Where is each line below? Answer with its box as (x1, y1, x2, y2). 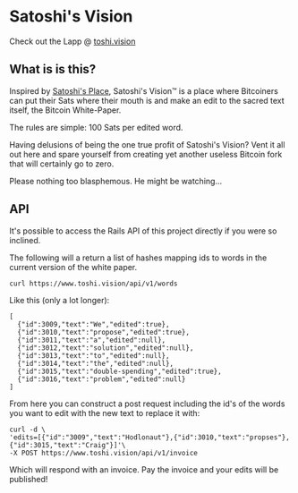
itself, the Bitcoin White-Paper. (9, 105, 122, 115)
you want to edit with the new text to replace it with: (9, 407, 200, 418)
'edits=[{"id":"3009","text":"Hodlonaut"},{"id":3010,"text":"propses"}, (9, 432, 291, 442)
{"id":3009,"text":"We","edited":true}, (17, 319, 170, 328)
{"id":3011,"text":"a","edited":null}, (17, 336, 166, 344)
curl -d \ (9, 425, 47, 434)
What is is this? (9, 62, 97, 77)
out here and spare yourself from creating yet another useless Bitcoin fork (9, 149, 283, 159)
